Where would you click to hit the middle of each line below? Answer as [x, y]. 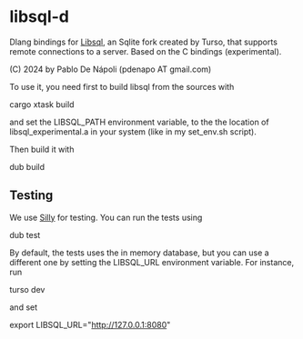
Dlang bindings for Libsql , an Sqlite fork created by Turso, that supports [143, 42]
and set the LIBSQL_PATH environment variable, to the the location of [140, 122]
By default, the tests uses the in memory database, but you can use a [140, 253]
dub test [25, 234]
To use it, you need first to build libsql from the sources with [122, 86]
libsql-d [40, 17]
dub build [27, 166]
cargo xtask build [42, 104]
